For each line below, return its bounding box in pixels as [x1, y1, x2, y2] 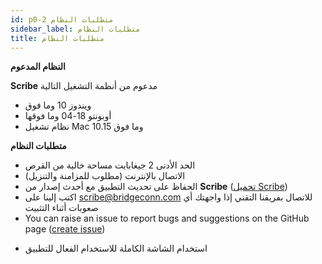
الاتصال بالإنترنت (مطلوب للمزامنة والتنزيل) [24, 170, 186, 182]
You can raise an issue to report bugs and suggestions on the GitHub [24, 212, 310, 225]
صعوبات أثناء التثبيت [24, 202, 99, 214]
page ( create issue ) [24, 223, 106, 235]
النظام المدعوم [10, 61, 66, 73]
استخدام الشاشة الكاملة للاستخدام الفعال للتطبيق [24, 242, 208, 255]
